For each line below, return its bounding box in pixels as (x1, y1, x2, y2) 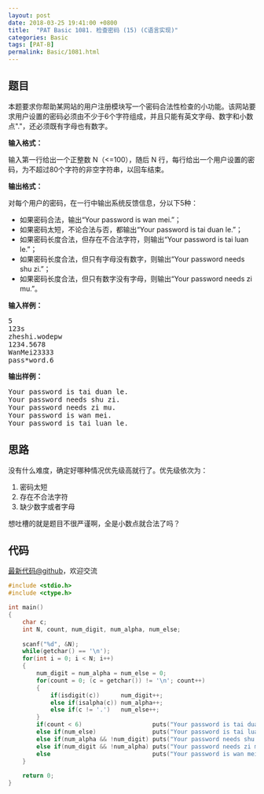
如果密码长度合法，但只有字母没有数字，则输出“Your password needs (19, 254, 245, 264)
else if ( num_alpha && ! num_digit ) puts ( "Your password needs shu (36, 735, 255, 743)
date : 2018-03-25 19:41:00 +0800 (8, 19, 118, 27)
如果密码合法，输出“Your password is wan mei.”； (19, 214, 182, 224)
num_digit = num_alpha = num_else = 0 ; (36, 670, 167, 677)
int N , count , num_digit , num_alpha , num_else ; (22, 625, 181, 633)
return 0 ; (22, 772, 55, 780)
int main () (8, 603, 44, 611)
